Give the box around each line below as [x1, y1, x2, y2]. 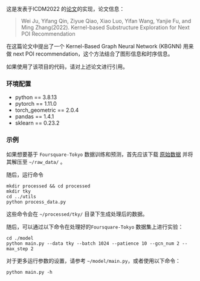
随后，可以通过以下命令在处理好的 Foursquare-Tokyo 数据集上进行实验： [6, 223, 184, 230]
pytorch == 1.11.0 [15, 100, 57, 108]
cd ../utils [6, 193, 36, 199]
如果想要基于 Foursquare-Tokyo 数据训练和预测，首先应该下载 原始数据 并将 [6, 150, 193, 158]
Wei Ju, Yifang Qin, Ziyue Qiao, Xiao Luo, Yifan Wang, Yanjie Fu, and [21, 18, 192, 24]
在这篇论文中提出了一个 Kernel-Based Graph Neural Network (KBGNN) [6, 43, 182, 50]
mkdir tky [6, 188, 31, 195]
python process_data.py [6, 199, 66, 205]
